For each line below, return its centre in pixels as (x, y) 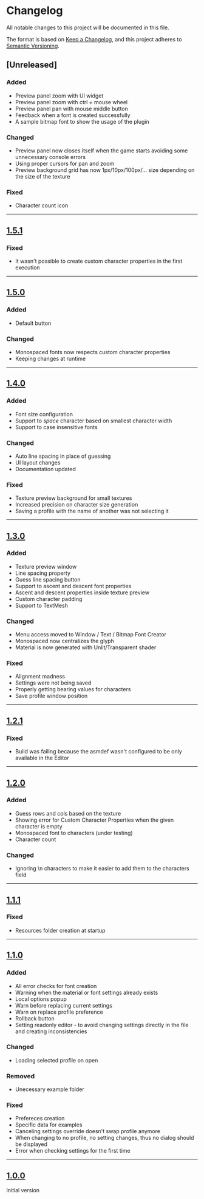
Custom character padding (49, 599)
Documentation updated (45, 469)
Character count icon (42, 205)
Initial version (23, 1190)
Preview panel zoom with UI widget (59, 96)
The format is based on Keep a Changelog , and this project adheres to (94, 39)
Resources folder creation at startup (60, 930)
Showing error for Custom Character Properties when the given (94, 820)
